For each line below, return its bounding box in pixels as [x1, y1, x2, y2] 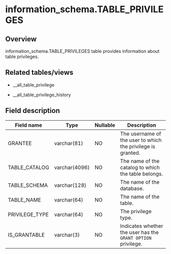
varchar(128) [54, 182, 87, 189]
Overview [5, 35, 37, 43]
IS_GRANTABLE [8, 231, 45, 238]
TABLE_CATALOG [8, 164, 49, 171]
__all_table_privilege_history [12, 92, 71, 98]
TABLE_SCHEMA [8, 182, 48, 189]
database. [120, 185, 144, 192]
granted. [120, 149, 140, 156]
